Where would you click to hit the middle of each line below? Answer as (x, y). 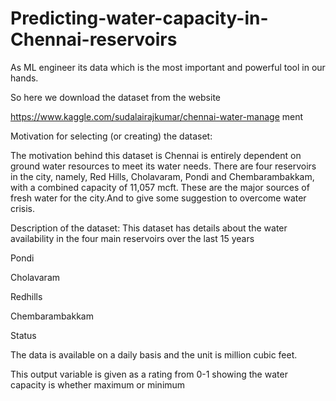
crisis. (22, 208)
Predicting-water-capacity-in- (139, 18)
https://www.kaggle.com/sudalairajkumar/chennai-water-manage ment (157, 116)
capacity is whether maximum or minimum (98, 384)
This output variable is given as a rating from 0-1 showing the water (149, 374)
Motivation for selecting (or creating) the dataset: (111, 136)
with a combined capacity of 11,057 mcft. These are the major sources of (160, 187)
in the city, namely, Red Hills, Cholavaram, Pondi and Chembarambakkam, (162, 176)
